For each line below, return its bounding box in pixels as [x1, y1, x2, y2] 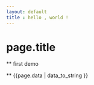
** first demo [6, 60, 39, 68]
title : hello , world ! [6, 14, 69, 20]
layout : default [6, 8, 47, 15]
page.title [6, 40, 56, 54]
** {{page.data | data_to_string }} [6, 72, 89, 79]
